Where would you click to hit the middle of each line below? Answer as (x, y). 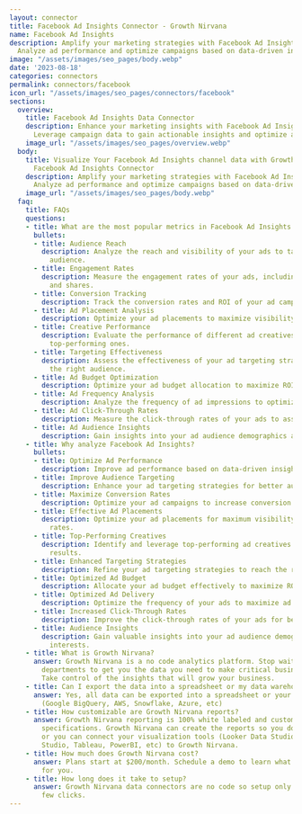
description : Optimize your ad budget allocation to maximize (160, 386)
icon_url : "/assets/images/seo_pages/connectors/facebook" (122, 93)
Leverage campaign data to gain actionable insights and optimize (160, 135)
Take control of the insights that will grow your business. (159, 678)
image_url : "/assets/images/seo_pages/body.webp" (120, 193)
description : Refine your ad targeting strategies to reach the (164, 569)
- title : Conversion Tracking (89, 293)
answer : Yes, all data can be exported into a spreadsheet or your (162, 695)
